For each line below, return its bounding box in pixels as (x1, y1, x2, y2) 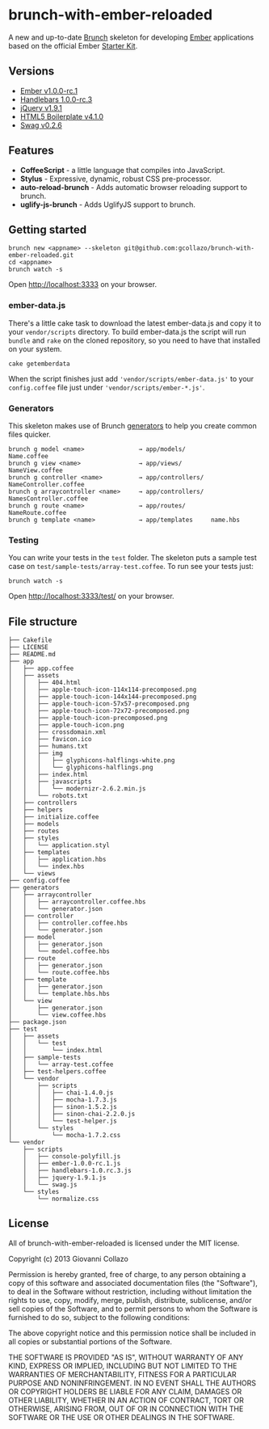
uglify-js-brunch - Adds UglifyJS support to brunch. (19, 200, 196, 209)
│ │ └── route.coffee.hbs (8, 968, 111, 977)
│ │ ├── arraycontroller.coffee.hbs (8, 898, 147, 906)
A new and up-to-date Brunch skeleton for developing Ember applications (8, 32, 254, 42)
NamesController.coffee (8, 495, 89, 503)
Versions (8, 65, 55, 78)
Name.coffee (8, 452, 48, 460)
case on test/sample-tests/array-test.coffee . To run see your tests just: (8, 562, 254, 571)
